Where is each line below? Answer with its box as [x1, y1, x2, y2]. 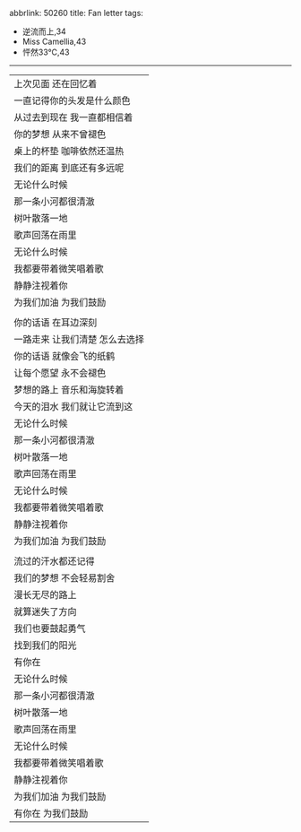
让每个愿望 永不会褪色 [13, 367, 107, 379]
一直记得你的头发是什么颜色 [13, 94, 132, 107]
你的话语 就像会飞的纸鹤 [13, 350, 116, 362]
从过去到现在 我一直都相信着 [13, 111, 133, 124]
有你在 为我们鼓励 [13, 807, 89, 819]
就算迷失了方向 [13, 605, 78, 618]
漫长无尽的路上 [13, 589, 78, 601]
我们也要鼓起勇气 [13, 622, 87, 635]
